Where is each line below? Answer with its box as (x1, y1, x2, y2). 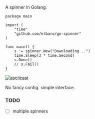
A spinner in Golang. (5, 4, 47, 10)
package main (5, 14, 32, 19)
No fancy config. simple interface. (5, 85, 75, 90)
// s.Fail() (14, 62, 39, 67)
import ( (5, 22, 23, 27)
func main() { (5, 44, 35, 49)
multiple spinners (12, 108, 48, 114)
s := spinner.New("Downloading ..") (14, 49, 91, 54)
